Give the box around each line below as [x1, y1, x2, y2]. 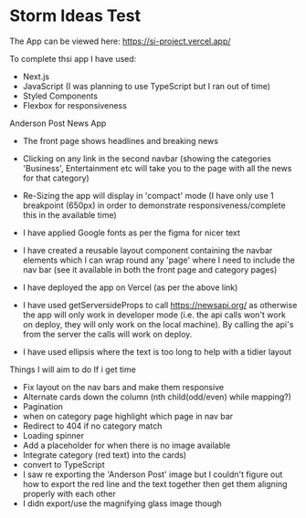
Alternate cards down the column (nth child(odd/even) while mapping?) [22, 391, 292, 402]
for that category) [22, 172, 90, 183]
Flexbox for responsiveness [22, 99, 128, 110]
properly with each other [22, 488, 116, 499]
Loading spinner [22, 430, 85, 440]
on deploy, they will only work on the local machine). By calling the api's [22, 318, 294, 329]
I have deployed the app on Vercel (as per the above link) [22, 282, 238, 293]
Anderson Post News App [9, 118, 107, 129]
